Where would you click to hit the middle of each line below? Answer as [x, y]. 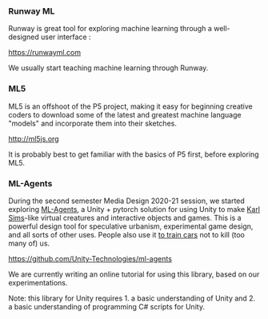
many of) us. [29, 243]
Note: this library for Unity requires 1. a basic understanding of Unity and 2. [132, 298]
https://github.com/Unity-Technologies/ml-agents [90, 258]
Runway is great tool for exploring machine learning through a [110, 29]
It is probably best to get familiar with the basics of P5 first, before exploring [134, 154]
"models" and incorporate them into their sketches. [93, 123]
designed [24, 37]
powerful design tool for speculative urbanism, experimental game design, [131, 226]
